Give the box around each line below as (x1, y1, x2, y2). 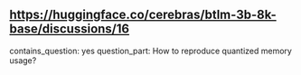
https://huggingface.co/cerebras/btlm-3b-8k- (9, 7, 277, 23)
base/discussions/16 (9, 22, 129, 37)
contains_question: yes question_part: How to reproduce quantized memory (9, 45, 292, 56)
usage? (9, 54, 37, 66)
